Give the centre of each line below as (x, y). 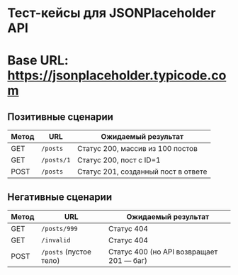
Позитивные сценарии (60, 117)
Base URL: (38, 61)
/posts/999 (59, 229)
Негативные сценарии (59, 197)
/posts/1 (56, 160)
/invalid (56, 240)
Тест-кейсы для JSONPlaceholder (112, 13)
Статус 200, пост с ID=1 (119, 160)
